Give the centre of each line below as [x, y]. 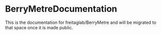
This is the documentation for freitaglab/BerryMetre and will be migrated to [81, 22]
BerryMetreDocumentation [61, 9]
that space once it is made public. [39, 27]
